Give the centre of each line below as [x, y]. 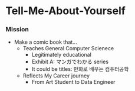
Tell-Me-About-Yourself [66, 11]
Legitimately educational [62, 55]
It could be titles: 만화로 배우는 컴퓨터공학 [80, 69]
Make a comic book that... [45, 42]
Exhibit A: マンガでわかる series [70, 62]
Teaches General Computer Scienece [68, 48]
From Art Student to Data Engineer [73, 82]
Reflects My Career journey [56, 76]
